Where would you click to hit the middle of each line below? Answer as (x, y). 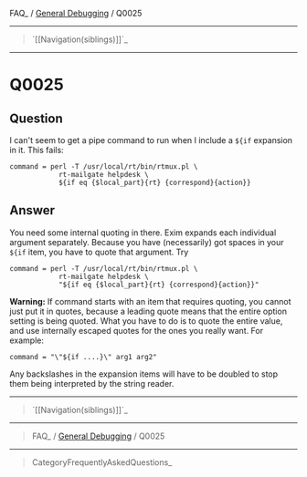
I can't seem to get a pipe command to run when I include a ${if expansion (151, 140)
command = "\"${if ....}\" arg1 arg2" (83, 357)
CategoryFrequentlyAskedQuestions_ (102, 462)
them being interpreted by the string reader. (92, 383)
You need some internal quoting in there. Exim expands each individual (143, 233)
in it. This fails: (37, 150)
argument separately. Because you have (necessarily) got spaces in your (147, 242)
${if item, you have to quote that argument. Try (99, 252)
